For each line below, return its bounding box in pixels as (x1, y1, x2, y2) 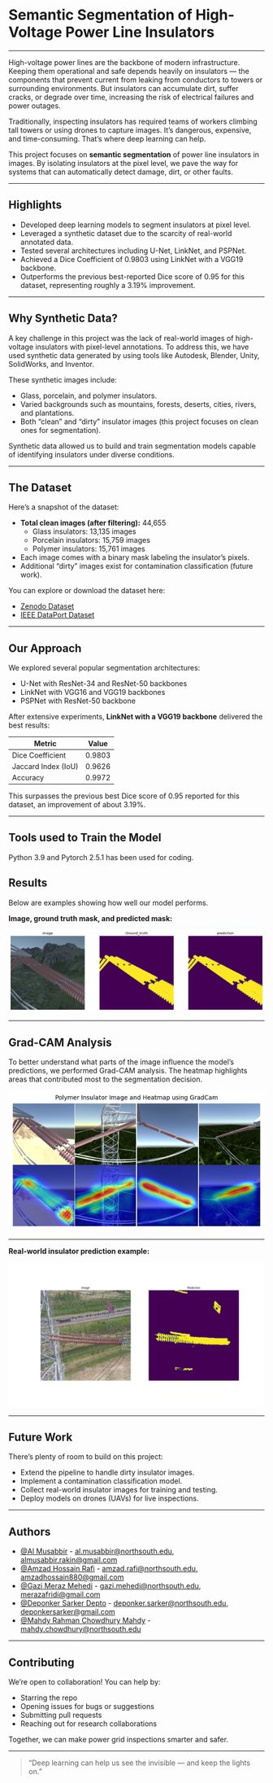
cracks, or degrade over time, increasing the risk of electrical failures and (8, 92, 254, 102)
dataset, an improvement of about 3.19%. (8, 799, 146, 809)
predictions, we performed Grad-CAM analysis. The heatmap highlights (8, 1066, 248, 1076)
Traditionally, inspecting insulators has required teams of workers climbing (8, 116, 258, 126)
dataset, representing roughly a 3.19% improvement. (19, 280, 196, 290)
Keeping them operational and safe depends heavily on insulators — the (8, 66, 249, 76)
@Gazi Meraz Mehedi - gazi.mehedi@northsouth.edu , (19, 1581, 201, 1591)
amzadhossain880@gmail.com (19, 1572, 124, 1582)
